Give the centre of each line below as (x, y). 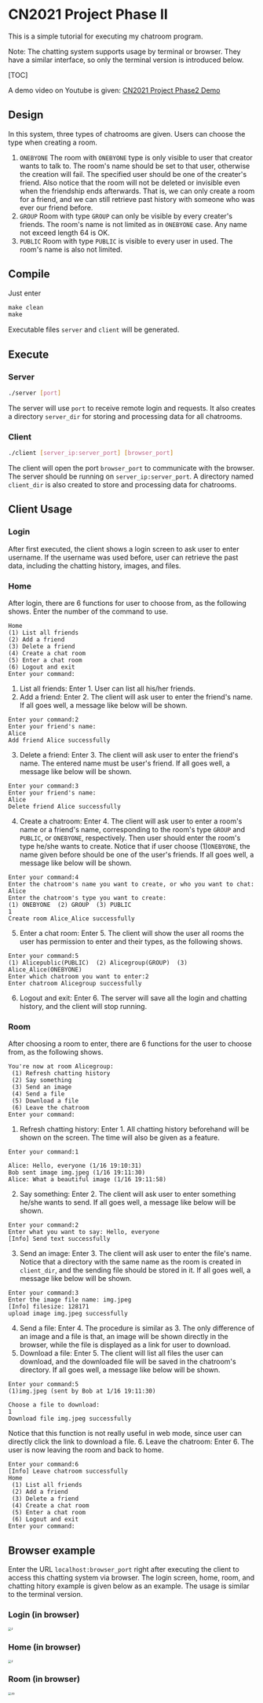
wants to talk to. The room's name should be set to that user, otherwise (135, 166)
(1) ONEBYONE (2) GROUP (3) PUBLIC (70, 905)
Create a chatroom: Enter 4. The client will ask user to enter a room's (131, 821)
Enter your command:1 (44, 1152)
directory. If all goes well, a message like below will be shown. (120, 1370)
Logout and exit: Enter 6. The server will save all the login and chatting (133, 998)
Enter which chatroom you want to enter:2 (79, 977)
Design (26, 115)
